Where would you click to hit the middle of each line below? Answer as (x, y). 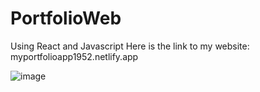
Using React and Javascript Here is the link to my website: (130, 46)
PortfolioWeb (66, 18)
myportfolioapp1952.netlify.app (74, 56)
